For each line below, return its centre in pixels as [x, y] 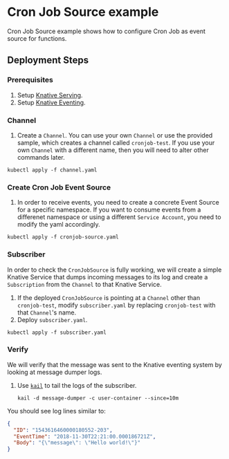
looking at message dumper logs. [55, 372]
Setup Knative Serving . [50, 95]
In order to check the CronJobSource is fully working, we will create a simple [114, 270]
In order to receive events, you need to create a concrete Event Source [118, 203]
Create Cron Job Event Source [59, 187]
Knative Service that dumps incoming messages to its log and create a [108, 277]
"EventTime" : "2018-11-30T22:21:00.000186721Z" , [85, 436]
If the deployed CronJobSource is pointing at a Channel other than [109, 297]
